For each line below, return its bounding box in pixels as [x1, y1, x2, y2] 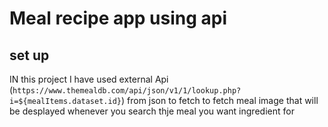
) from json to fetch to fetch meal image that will [120, 95, 319, 106]
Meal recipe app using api [9, 7, 228, 30]
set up [9, 47, 50, 64]
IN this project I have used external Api [9, 73, 169, 85]
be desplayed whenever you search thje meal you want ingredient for [9, 105, 295, 117]
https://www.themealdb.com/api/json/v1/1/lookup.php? [12, 86, 242, 96]
